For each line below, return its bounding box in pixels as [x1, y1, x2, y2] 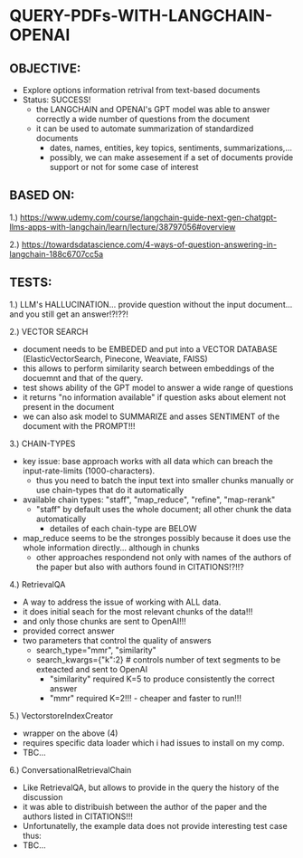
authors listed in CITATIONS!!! [22, 811, 134, 822]
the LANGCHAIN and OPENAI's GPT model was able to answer [35, 104, 270, 114]
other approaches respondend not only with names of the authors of [35, 551, 292, 562]
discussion [22, 791, 63, 802]
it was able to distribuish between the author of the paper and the [22, 801, 268, 812]
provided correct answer [22, 625, 115, 636]
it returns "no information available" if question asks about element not [22, 391, 287, 403]
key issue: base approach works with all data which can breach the [22, 455, 273, 466]
